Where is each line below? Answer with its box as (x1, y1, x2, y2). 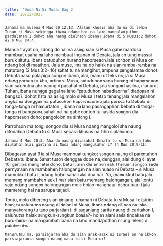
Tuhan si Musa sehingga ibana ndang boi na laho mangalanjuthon (5, 29, 139, 34)
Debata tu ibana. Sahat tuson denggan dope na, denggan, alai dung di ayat (5, 156, 156, 162)
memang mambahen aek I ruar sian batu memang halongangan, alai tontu (5, 177, 153, 183)
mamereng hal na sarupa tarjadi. (5, 187, 70, 193)
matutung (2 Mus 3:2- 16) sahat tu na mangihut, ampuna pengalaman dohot (5, 67, 158, 73)
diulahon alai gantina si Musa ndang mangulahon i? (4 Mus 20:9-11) (5, 142, 147, 147)
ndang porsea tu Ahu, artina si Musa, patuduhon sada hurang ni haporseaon (5, 78, 159, 83)
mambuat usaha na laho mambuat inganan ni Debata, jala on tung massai (5, 52, 152, 58)
